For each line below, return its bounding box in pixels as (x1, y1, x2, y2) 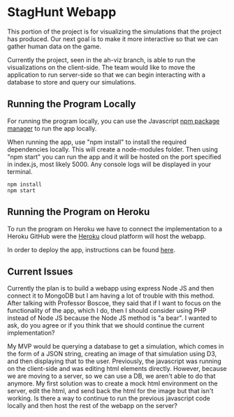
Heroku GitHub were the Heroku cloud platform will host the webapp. (7, 232, 206, 240)
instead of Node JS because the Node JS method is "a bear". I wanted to (7, 314, 217, 322)
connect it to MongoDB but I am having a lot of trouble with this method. (7, 291, 215, 300)
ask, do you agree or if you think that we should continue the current (7, 321, 205, 330)
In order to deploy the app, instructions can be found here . (7, 245, 176, 254)
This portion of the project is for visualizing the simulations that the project (7, 27, 222, 36)
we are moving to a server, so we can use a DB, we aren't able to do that (7, 372, 216, 381)
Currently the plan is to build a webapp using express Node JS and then (7, 284, 214, 293)
